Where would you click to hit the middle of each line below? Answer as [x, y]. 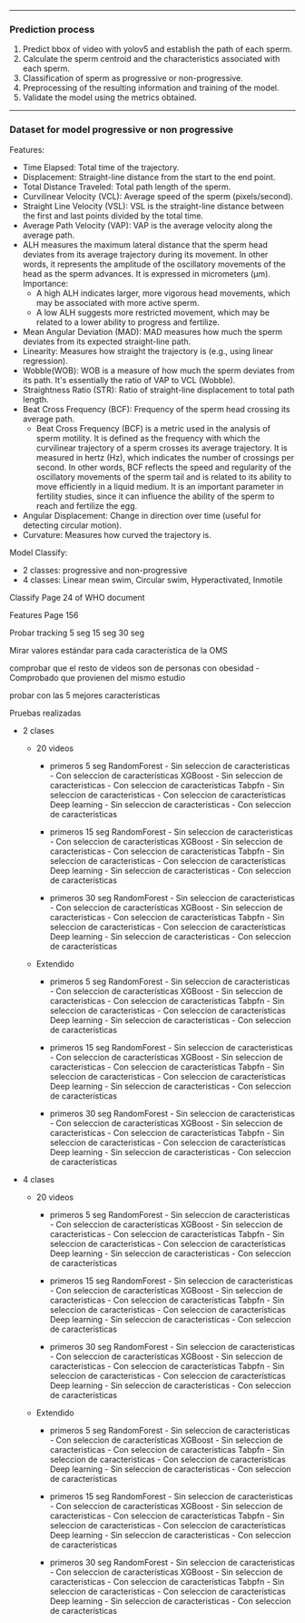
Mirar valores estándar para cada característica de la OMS [119, 650]
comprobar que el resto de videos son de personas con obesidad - [135, 668]
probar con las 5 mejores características [85, 695]
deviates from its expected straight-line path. [107, 341]
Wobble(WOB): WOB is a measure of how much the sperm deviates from [158, 370]
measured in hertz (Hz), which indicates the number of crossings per [165, 457]
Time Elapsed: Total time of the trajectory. [101, 167]
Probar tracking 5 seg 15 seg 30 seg [77, 633]
